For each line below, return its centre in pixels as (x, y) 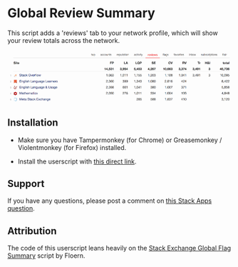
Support (26, 184)
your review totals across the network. (64, 40)
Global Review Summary (81, 13)
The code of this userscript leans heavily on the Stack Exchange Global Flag (119, 248)
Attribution (32, 231)
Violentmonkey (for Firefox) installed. (72, 147)
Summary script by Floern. (46, 256)
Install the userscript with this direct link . (77, 161)
